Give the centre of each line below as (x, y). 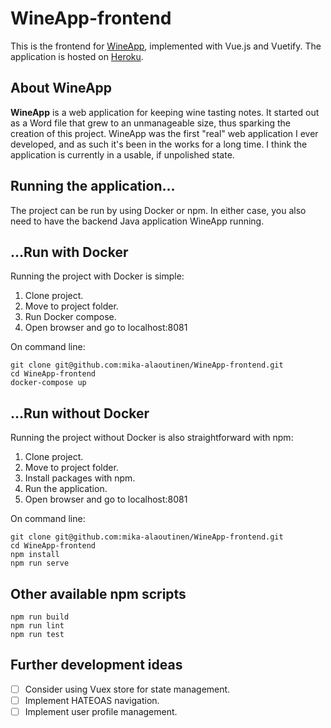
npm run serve (40, 563)
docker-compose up (48, 383)
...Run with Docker (69, 252)
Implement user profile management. (101, 711)
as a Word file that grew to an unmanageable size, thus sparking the (150, 123)
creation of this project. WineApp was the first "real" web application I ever (164, 133)
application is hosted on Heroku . (77, 56)
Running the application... (93, 186)
